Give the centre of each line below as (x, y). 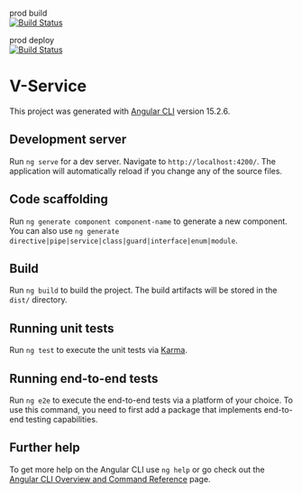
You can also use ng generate (64, 230)
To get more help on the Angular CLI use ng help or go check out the (137, 470)
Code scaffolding (59, 199)
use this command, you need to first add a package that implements (136, 409)
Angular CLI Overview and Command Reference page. (110, 479)
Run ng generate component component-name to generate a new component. (149, 221)
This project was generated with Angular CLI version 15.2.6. (120, 111)
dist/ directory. (38, 300)
